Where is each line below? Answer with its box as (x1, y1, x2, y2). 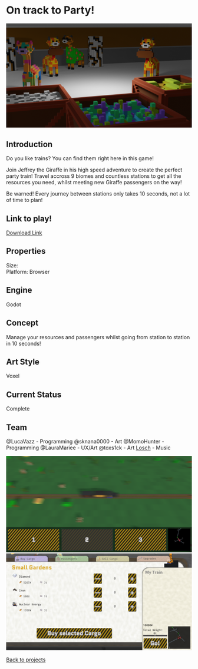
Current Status (6, 389, 62, 399)
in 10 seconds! (6, 340, 41, 347)
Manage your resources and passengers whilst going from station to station (6, 333, 190, 340)
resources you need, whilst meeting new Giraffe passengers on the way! (6, 179, 182, 186)
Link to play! (6, 213, 52, 224)
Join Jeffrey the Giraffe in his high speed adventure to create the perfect (6, 166, 183, 174)
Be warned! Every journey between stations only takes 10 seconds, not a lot (6, 190, 190, 197)
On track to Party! (6, 4, 95, 17)
